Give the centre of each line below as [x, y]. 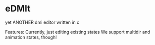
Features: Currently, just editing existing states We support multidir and [77, 32]
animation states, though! [31, 37]
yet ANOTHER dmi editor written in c [42, 22]
